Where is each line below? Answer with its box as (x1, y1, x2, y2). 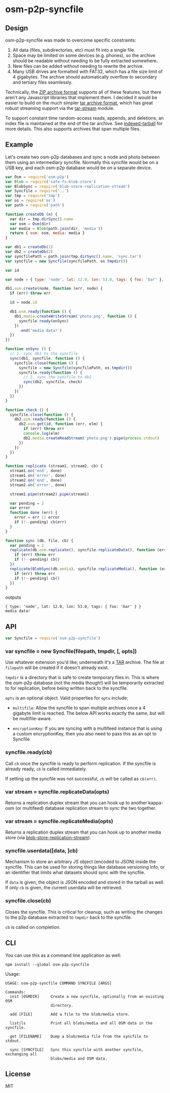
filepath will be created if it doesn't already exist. (5, 665, 109, 671)
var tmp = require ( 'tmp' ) (5, 193, 60, 199)
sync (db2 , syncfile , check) (23, 379, 82, 384)
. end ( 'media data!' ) (18, 328, 62, 333)
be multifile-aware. (12, 716, 52, 722)
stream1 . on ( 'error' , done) (10, 473, 67, 478)
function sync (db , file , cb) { (5, 538, 73, 543)
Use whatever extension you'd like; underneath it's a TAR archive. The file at (5, 659, 164, 666)
